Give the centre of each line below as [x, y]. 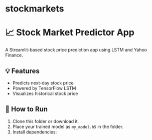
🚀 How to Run [27, 109]
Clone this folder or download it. [46, 121]
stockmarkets [35, 9]
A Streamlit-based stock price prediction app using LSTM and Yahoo [76, 50]
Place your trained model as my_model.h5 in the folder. [68, 126]
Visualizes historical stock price [45, 93]
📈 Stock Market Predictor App [70, 32]
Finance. [14, 55]
